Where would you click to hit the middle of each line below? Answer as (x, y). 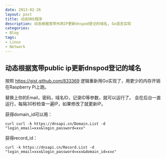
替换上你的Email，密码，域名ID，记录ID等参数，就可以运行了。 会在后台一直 (83, 98)
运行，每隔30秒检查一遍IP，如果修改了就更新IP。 (55, 104)
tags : (11, 38)
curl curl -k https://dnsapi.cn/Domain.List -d (55, 124)
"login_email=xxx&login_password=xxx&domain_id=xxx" (61, 152)
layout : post (19, 14)
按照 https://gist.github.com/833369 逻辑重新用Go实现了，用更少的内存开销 (83, 81)
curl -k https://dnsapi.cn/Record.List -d (50, 148)
